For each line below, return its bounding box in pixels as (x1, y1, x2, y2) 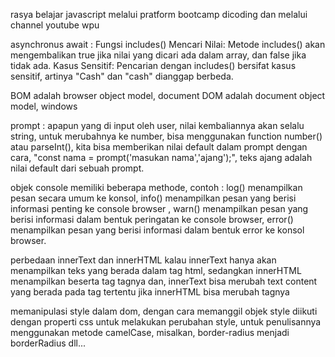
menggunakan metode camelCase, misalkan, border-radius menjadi (10, 327, 290, 338)
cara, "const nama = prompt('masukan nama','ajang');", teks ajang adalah (10, 152, 313, 163)
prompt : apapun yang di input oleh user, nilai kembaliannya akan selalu (10, 120, 305, 131)
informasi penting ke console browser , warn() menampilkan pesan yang (10, 203, 309, 214)
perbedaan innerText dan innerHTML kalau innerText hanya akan (10, 254, 277, 266)
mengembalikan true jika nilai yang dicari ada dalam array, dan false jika (10, 49, 307, 61)
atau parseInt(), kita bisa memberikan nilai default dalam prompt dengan (10, 141, 308, 153)
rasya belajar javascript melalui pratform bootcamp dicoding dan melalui (10, 9, 308, 20)
